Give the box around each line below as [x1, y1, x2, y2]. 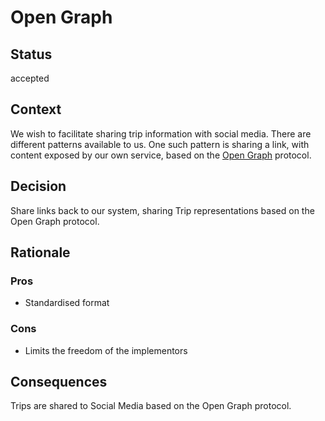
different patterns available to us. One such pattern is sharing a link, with [10, 138, 310, 150]
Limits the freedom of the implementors [24, 344, 188, 356]
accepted [10, 72, 50, 84]
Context [10, 101, 62, 118]
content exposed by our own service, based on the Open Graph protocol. [10, 149, 312, 161]
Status [10, 46, 53, 63]
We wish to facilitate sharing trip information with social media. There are [10, 127, 312, 140]
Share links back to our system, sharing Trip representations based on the [10, 204, 315, 216]
